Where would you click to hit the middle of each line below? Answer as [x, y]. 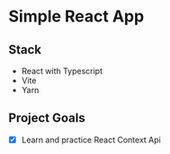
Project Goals [47, 118]
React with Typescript [62, 71]
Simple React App [76, 17]
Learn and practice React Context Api [91, 140]
